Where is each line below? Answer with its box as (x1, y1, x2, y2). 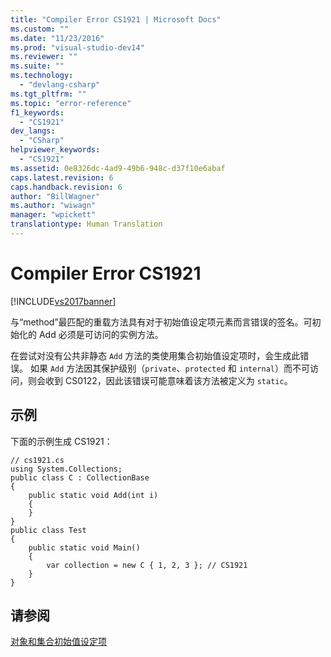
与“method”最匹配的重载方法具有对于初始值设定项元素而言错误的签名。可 (10, 316, 313, 328)
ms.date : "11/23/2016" (10, 33, 105, 43)
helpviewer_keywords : (10, 145, 101, 155)
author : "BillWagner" (10, 191, 101, 201)
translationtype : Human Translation (10, 219, 163, 230)
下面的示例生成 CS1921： (10, 435, 113, 447)
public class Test (10, 525, 87, 535)
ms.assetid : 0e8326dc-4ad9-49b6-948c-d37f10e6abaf (10, 163, 226, 173)
